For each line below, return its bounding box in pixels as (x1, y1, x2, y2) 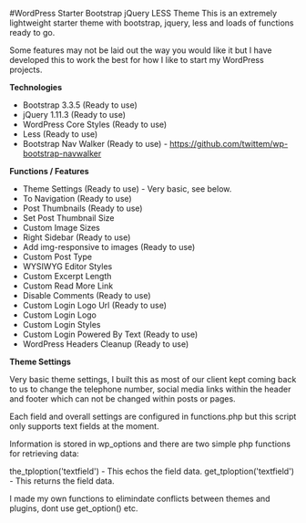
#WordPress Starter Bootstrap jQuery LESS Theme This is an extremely (9, 8, 278, 18)
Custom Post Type (22, 251, 93, 262)
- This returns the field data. (9, 476, 116, 486)
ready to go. (9, 27, 56, 37)
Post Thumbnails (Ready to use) (22, 203, 143, 214)
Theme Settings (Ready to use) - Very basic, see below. (22, 183, 232, 194)
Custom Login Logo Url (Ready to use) (22, 300, 167, 310)
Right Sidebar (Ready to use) (22, 232, 131, 243)
